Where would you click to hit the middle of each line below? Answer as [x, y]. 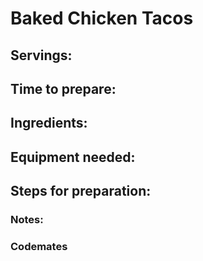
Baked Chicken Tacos [102, 18]
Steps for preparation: [81, 191]
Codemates [39, 246]
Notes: [27, 220]
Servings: [41, 55]
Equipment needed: [73, 157]
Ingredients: [49, 123]
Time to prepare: [63, 88]
